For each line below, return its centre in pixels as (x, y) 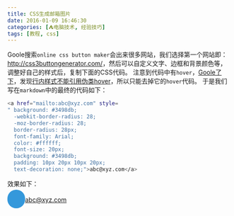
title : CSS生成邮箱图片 (39, 14)
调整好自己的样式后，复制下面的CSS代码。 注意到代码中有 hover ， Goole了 (115, 72)
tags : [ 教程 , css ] (33, 34)
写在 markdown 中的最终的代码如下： (57, 90)
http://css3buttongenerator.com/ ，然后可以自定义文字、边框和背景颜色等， (117, 64)
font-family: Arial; (44, 136)
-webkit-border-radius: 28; (55, 117)
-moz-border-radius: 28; (50, 123)
